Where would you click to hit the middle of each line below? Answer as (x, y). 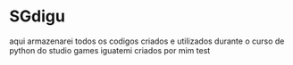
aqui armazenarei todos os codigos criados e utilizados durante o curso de (147, 41)
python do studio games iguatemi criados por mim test (110, 50)
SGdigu (37, 16)
